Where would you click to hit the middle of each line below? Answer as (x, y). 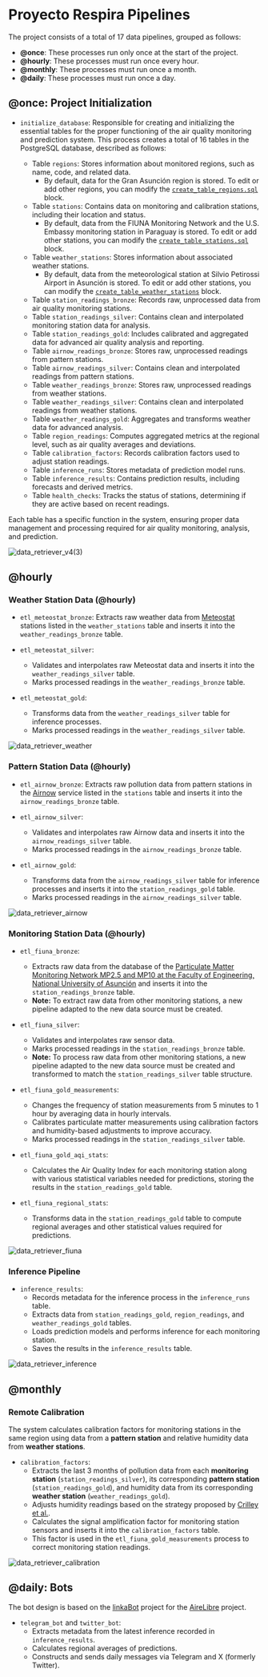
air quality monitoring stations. (82, 308)
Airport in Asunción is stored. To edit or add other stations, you (148, 283)
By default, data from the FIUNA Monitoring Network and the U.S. (152, 223)
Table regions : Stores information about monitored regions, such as (143, 163)
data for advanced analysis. (78, 427)
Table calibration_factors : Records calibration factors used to (136, 452)
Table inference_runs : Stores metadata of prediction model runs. (138, 469)
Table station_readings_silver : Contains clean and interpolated (138, 316)
